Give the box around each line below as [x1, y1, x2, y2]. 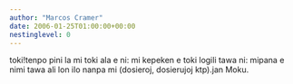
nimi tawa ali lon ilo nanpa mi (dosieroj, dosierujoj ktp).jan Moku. [9, 64, 249, 75]
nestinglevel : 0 [9, 30, 71, 39]
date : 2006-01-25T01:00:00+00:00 [9, 22, 136, 31]
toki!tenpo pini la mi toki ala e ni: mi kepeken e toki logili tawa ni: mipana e [9, 55, 285, 66]
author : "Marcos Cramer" [9, 13, 103, 23]
